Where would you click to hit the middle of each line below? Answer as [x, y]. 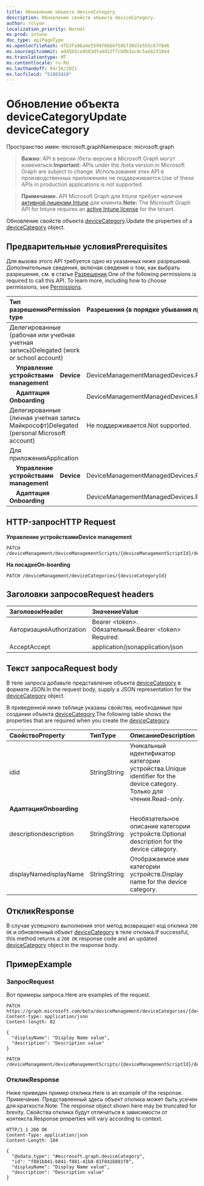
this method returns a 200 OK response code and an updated [82, 939]
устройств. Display [156, 874]
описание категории [160, 826]
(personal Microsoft [37, 433]
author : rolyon [25, 23]
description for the [156, 841]
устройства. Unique [158, 768]
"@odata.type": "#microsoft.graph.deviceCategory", [79, 1157]
